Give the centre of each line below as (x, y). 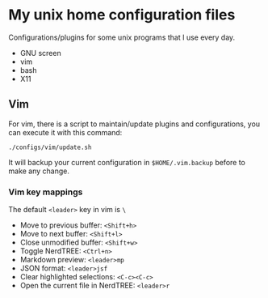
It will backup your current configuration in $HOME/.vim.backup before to (127, 162)
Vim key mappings (46, 192)
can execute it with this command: (65, 132)
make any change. (39, 171)
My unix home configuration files (122, 15)
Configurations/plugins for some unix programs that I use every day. (122, 37)
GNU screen (41, 53)
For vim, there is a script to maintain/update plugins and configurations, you (134, 124)
